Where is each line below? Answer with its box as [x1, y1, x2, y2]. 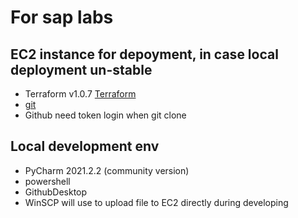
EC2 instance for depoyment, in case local [10, 46, 279, 63]
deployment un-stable [10, 61, 153, 78]
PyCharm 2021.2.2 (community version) [24, 164, 190, 176]
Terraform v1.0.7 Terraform [24, 88, 137, 100]
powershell [24, 175, 71, 187]
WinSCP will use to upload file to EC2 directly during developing [24, 196, 289, 208]
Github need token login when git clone [24, 109, 187, 121]
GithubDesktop [24, 186, 88, 198]
